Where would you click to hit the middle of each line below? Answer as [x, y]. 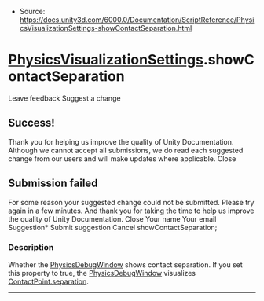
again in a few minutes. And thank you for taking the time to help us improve [131, 211]
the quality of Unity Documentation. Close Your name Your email [112, 218]
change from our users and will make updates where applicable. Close [122, 158]
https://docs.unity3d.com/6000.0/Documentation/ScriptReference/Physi [137, 20]
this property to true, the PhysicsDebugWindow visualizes [102, 273]
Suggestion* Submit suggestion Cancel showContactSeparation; [113, 227]
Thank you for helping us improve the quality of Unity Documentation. [121, 141]
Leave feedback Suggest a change [64, 98]
